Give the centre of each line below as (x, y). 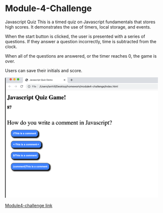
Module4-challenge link (29, 205)
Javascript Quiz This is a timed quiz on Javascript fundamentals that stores (80, 22)
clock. (11, 46)
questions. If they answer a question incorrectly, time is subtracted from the (81, 41)
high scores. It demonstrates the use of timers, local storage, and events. (78, 27)
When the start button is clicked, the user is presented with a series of (75, 36)
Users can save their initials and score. (44, 70)
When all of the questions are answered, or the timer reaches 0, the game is (81, 56)
